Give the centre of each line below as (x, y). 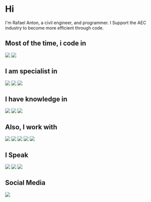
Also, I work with (31, 127)
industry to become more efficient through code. (55, 28)
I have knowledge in (36, 99)
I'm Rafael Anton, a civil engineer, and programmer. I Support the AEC (76, 23)
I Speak (17, 155)
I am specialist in (31, 72)
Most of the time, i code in (46, 43)
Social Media (25, 183)
